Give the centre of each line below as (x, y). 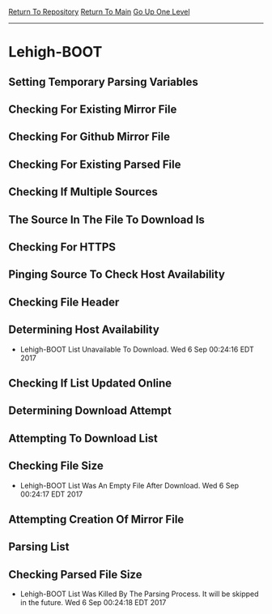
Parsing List (39, 547)
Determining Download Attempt (90, 411)
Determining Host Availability (84, 330)
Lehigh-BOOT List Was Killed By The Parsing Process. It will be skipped (139, 594)
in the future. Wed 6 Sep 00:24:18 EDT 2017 (93, 603)
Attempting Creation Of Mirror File (96, 519)
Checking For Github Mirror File (89, 137)
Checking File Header (64, 302)
